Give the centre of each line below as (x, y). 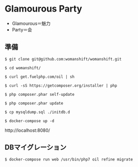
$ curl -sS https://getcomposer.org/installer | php (61, 86)
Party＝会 (22, 30)
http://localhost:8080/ (28, 130)
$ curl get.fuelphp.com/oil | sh (40, 77)
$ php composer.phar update (34, 103)
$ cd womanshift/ (23, 68)
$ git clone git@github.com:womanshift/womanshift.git (63, 59)
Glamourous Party (43, 9)
